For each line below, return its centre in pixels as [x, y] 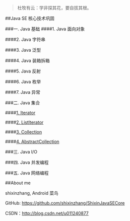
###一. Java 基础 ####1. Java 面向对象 [45, 29]
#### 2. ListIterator [24, 122]
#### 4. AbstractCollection [32, 142]
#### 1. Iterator [20, 113]
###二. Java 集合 [23, 103]
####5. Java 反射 [23, 71]
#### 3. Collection [24, 132]
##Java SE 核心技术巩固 [30, 18]
